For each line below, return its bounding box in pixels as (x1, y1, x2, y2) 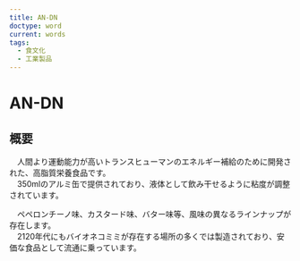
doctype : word (9, 21, 63, 30)
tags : (9, 38, 30, 47)
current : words (9, 29, 66, 38)
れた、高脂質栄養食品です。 (9, 167, 111, 178)
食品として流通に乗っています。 (24, 242, 141, 253)
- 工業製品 (17, 55, 53, 63)
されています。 (9, 189, 64, 200)
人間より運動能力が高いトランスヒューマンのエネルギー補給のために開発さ (16, 156, 292, 166)
